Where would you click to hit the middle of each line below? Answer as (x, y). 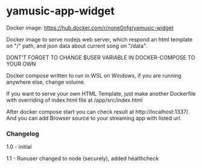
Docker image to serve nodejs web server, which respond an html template (99, 39)
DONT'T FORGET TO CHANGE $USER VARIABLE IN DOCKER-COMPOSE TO (101, 57)
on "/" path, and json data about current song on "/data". (77, 46)
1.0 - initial (19, 147)
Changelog (23, 134)
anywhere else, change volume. (46, 82)
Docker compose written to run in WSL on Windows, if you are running (94, 75)
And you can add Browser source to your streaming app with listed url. (94, 118)
